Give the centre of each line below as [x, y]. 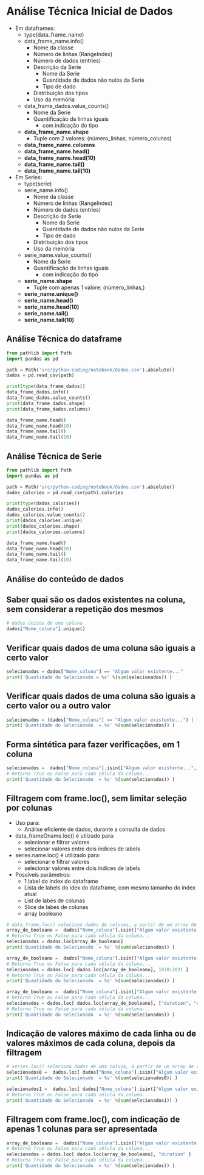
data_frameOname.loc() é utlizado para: [65, 835]
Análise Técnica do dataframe [64, 339]
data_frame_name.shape [56, 132]
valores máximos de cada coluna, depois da [91, 1044]
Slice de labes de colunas [56, 907]
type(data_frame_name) [54, 34]
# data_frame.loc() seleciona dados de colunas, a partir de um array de [102, 925]
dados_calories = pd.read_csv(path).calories [65, 492]
